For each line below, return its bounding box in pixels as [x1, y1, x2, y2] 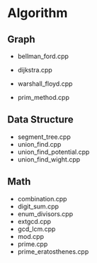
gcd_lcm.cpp [17, 225, 56, 233]
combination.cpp [17, 194, 67, 203]
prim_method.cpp [17, 94, 69, 101]
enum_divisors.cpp [17, 209, 73, 218]
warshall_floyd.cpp [17, 79, 73, 88]
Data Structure [7, 113, 74, 125]
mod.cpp [17, 232, 45, 240]
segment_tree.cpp [17, 133, 71, 141]
